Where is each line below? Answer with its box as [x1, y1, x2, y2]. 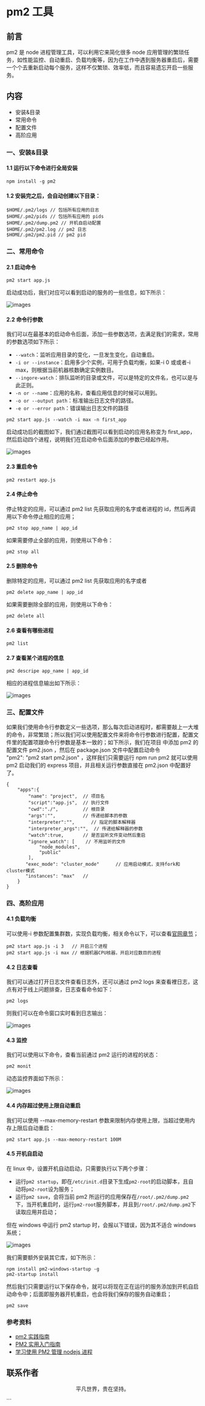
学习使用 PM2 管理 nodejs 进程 [15, 1348, 93, 1356]
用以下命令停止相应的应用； [6, 513, 76, 520]
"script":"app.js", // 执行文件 [28, 799, 110, 806]
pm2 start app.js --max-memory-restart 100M [6, 1137, 121, 1143]
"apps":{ [17, 786, 40, 793]
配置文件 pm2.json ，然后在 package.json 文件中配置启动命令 [6, 746, 160, 753]
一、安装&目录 [6, 148, 49, 156]
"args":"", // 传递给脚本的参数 [28, 813, 128, 819]
